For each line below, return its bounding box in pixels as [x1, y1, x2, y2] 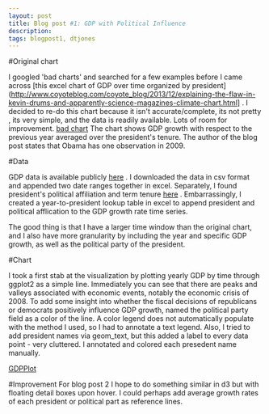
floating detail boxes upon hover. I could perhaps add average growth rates [8, 388, 258, 398]
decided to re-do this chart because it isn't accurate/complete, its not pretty [8, 107, 262, 116]
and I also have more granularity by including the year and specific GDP [8, 231, 247, 241]
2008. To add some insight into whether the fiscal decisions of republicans [8, 297, 257, 306]
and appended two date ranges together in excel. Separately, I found [8, 181, 237, 191]
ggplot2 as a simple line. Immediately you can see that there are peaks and [8, 280, 258, 289]
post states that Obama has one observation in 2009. [8, 141, 186, 150]
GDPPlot [8, 364, 36, 374]
